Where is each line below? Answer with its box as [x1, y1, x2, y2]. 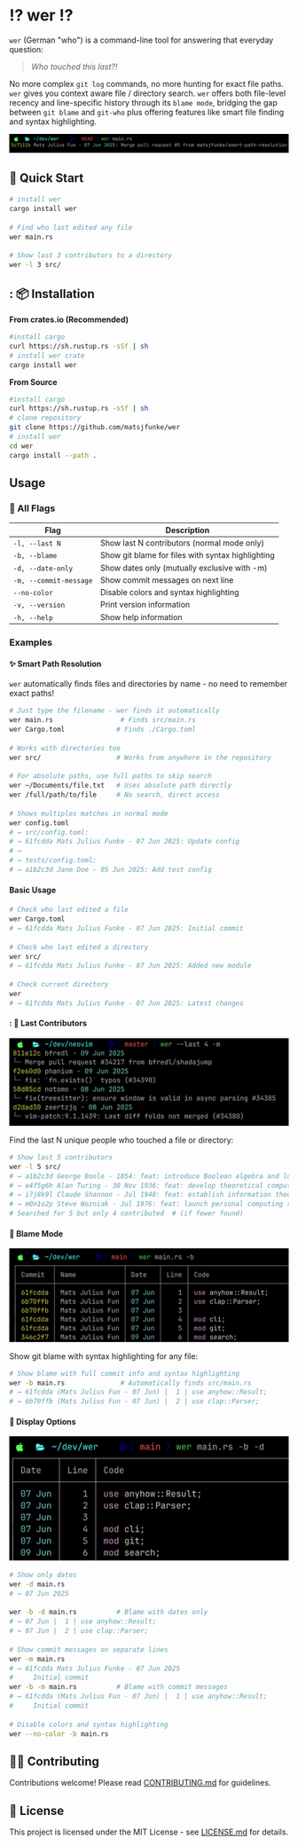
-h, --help [12, 613, 53, 622]
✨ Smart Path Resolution [9, 658, 102, 669]
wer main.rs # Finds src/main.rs [9, 716, 197, 725]
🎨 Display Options [9, 1416, 77, 1426]
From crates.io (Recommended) [9, 314, 129, 325]
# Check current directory [9, 980, 109, 989]
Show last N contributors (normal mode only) [100, 538, 264, 548]
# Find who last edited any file [9, 223, 133, 232]
